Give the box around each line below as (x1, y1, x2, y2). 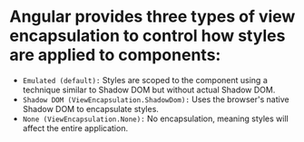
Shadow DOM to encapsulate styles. (22, 103, 159, 114)
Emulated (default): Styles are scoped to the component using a (22, 74, 268, 85)
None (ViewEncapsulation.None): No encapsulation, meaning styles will (22, 113, 289, 124)
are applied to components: (9, 45, 221, 65)
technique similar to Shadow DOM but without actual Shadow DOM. (22, 84, 276, 95)
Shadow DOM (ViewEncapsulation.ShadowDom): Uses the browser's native (22, 93, 289, 105)
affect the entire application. (22, 122, 129, 133)
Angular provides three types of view (9, 6, 296, 27)
